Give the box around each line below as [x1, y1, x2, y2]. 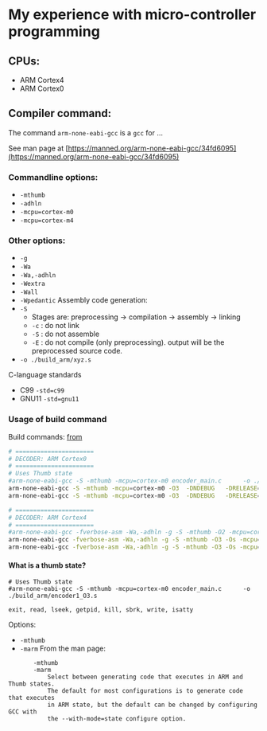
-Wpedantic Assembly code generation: [19, 295, 149, 305]
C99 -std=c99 [19, 385, 65, 395]
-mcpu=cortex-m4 [19, 217, 74, 225]
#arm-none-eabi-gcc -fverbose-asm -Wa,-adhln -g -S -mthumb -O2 [8, 528, 226, 537]
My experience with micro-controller [8, 6, 257, 24]
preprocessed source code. [31, 346, 123, 356]
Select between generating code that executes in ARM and [47, 673, 244, 682]
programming [8, 22, 101, 41]
